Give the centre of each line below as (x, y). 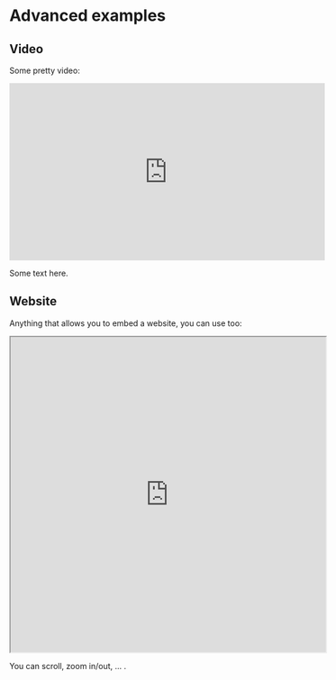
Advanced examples (88, 16)
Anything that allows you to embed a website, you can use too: (126, 323)
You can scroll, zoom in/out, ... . (68, 666)
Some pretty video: (45, 70)
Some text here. (39, 273)
